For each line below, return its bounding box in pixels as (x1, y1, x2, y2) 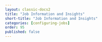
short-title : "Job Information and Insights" (5, 16, 98, 21)
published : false (5, 29, 40, 34)
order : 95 (5, 25, 25, 30)
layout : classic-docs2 (5, 7, 51, 12)
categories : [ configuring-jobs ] (5, 20, 70, 26)
